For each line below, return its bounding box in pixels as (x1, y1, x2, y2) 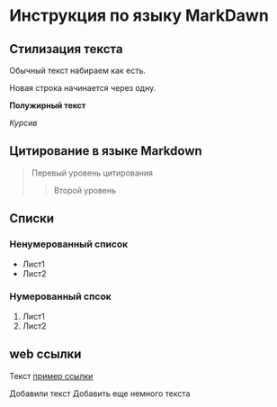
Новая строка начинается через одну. (9, 83, 156, 93)
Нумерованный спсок (9, 290, 112, 303)
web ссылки (9, 347, 82, 362)
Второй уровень (53, 185, 117, 195)
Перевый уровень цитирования (31, 167, 154, 178)
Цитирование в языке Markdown (9, 143, 202, 158)
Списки (9, 211, 55, 226)
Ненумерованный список (9, 238, 129, 250)
